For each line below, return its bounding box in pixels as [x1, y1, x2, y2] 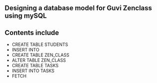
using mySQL [4, 12, 47, 20]
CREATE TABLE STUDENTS [11, 41, 68, 47]
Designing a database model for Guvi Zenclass [4, 4, 153, 12]
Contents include [4, 28, 59, 37]
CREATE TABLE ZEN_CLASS [11, 52, 70, 58]
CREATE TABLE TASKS [11, 63, 59, 69]
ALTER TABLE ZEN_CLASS [11, 57, 66, 63]
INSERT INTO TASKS [11, 68, 55, 74]
